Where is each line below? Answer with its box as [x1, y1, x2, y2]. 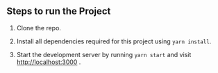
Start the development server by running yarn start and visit [16, 50, 192, 59]
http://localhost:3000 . [16, 58, 81, 66]
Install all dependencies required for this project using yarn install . [16, 37, 212, 45]
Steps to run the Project [6, 6, 111, 17]
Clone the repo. [16, 23, 62, 32]
